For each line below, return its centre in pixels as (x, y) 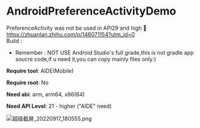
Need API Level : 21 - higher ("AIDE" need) (59, 106)
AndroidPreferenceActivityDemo (91, 11)
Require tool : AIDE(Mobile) (40, 70)
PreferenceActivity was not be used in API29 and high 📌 (77, 28)
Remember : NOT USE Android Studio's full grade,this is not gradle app (104, 52)
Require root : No (27, 83)
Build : (14, 41)
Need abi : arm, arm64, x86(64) (46, 94)
